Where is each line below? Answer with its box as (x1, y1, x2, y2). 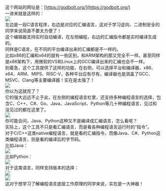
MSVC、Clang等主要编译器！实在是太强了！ (5, 77, 95, 83)
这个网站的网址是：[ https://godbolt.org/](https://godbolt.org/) (5, 4, 131, 10)
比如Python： (5, 153, 33, 159)
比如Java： (5, 143, 28, 148)
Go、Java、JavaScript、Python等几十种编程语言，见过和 (40, 101, 157, 106)
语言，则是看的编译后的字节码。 (18, 136, 83, 142)
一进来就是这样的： (5, 10, 44, 16)
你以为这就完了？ (5, 88, 40, 94)
